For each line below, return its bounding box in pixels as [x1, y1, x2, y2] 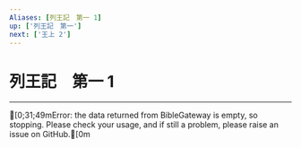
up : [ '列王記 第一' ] [9, 22, 82, 30]
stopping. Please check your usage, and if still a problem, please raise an [9, 119, 279, 130]
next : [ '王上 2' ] [9, 30, 72, 39]
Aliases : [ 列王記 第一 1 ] [9, 13, 102, 22]
